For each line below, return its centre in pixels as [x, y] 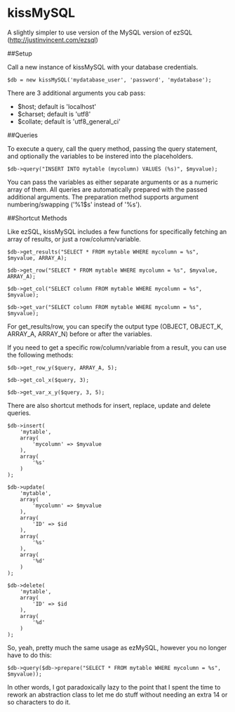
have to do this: [29, 655]
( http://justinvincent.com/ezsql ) [53, 39]
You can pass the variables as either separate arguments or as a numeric [113, 182]
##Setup [20, 53]
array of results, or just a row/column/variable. [74, 239]
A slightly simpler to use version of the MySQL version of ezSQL [100, 32]
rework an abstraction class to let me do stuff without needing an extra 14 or [117, 694]
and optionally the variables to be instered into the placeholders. [100, 156]
